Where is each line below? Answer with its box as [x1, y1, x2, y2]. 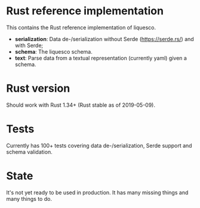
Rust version [6, 82, 70, 95]
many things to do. [6, 195, 53, 202]
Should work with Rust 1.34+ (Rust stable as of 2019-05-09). [6, 101, 156, 108]
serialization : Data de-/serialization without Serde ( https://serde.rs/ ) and [14, 35, 194, 42]
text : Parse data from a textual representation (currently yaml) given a [14, 54, 187, 61]
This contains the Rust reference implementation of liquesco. [6, 24, 156, 31]
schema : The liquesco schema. [14, 48, 93, 55]
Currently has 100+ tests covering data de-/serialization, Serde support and [6, 142, 192, 149]
